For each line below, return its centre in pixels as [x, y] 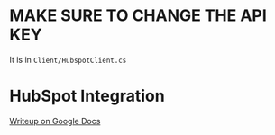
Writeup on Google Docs [55, 121]
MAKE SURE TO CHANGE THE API [138, 16]
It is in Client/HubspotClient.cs [68, 59]
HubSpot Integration [87, 96]
